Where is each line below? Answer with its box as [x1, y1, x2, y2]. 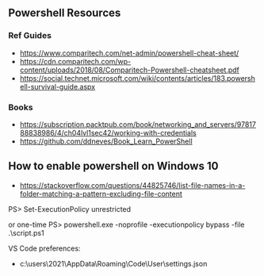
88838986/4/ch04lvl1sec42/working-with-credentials [19, 128, 197, 137]
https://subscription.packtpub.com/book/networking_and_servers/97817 [19, 119, 256, 129]
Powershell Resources [8, 6, 121, 20]
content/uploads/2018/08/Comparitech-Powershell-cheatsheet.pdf [19, 65, 239, 75]
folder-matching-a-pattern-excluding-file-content [19, 189, 182, 198]
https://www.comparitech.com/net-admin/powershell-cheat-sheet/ [19, 48, 239, 58]
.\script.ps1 [8, 228, 45, 237]
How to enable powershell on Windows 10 [8, 159, 219, 173]
